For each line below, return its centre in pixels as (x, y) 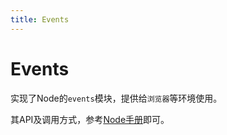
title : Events (40, 19)
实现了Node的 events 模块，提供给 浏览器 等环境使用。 (116, 98)
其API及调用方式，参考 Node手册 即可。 (90, 119)
